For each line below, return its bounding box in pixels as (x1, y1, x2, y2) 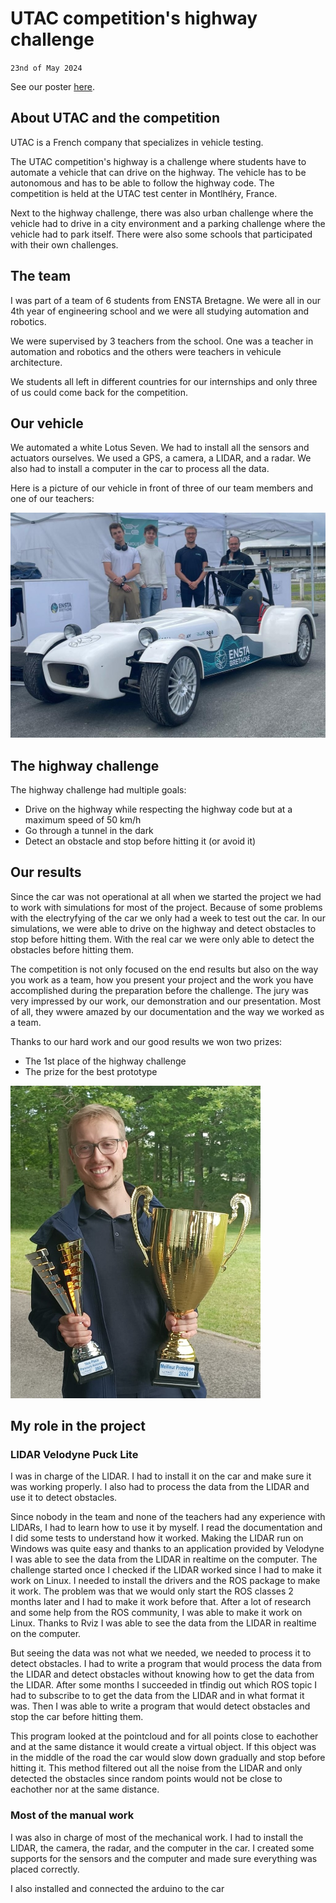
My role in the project (10, 1418, 146, 1435)
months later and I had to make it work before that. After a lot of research (10, 1596, 312, 1608)
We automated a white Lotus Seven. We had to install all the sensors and (10, 442, 310, 454)
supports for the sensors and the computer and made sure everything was (10, 1852, 318, 1864)
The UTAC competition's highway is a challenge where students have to (10, 155, 307, 167)
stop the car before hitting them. (10, 1711, 144, 1723)
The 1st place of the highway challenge (24, 1055, 187, 1067)
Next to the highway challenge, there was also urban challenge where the (10, 207, 314, 219)
